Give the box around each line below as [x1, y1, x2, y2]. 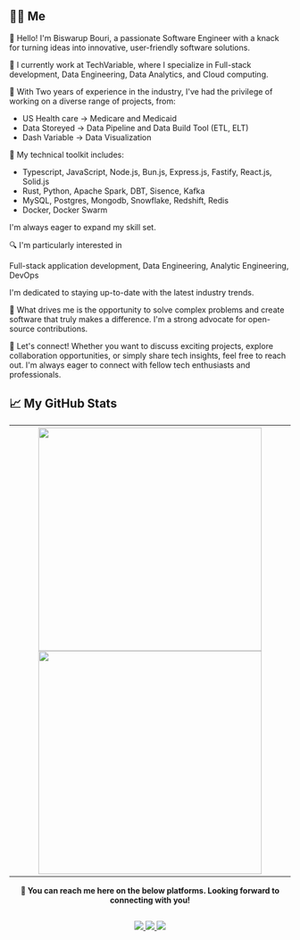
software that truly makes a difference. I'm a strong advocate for [9, 313, 246, 324]
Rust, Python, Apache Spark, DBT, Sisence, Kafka [21, 185, 205, 196]
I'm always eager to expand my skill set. [9, 221, 156, 232]
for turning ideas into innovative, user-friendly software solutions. [9, 42, 250, 53]
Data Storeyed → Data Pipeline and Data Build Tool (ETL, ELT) [21, 122, 249, 133]
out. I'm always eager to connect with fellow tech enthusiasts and [9, 359, 251, 370]
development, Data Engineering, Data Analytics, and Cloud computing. [9, 69, 269, 79]
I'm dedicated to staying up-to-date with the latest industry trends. [9, 287, 254, 297]
